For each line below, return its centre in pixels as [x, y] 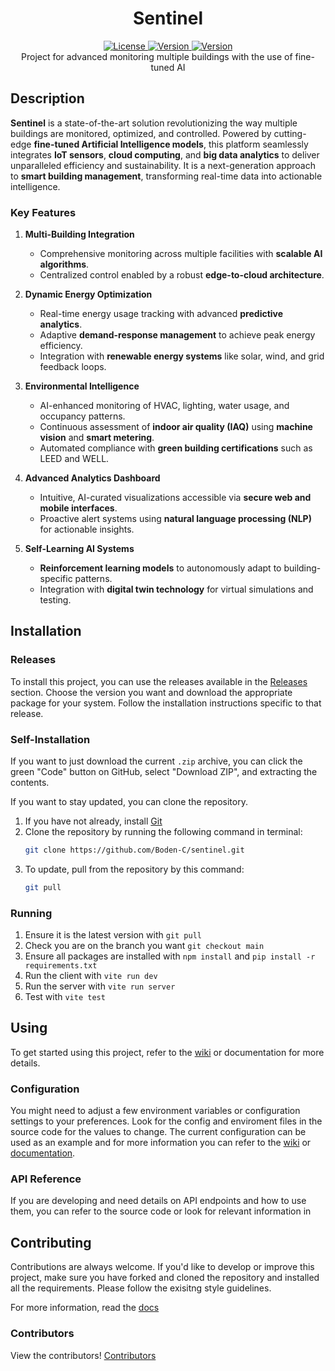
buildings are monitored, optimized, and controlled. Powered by [141, 133]
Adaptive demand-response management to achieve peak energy [177, 335]
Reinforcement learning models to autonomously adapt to [160, 568]
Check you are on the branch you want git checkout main [144, 946]
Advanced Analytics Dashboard [92, 478]
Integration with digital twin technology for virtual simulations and [176, 589]
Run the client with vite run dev [91, 976]
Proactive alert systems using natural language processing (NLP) [175, 519]
